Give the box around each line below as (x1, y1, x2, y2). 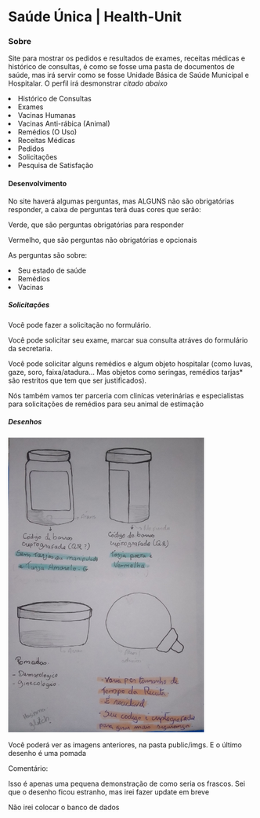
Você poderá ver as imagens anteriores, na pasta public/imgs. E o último (8, 739, 243, 750)
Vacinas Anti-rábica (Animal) (18, 119, 111, 129)
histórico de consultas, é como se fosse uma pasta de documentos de (8, 62, 235, 72)
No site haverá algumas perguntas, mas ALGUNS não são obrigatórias (8, 196, 235, 206)
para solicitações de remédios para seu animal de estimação (8, 399, 204, 409)
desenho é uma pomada (8, 748, 87, 757)
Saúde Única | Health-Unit (8, 8, 182, 26)
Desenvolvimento (8, 179, 67, 189)
